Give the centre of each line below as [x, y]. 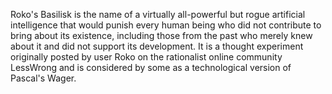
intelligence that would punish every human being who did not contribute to [166, 25]
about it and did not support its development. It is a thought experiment [157, 46]
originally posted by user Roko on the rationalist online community [146, 57]
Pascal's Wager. [43, 78]
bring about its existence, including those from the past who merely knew [161, 35]
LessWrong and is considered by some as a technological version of [151, 67]
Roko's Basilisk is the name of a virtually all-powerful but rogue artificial [158, 14]
